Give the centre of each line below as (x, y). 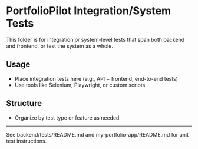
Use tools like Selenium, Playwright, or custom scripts (80, 85)
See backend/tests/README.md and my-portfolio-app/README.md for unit (98, 134)
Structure (24, 103)
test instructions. (27, 141)
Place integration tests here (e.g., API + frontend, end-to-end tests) (96, 78)
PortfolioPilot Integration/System (89, 11)
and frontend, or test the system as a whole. (60, 46)
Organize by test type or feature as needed (67, 117)
